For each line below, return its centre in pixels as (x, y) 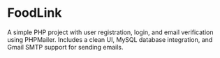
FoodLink (35, 13)
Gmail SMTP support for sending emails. (65, 47)
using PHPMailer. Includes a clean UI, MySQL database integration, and (110, 39)
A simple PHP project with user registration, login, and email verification (110, 32)
